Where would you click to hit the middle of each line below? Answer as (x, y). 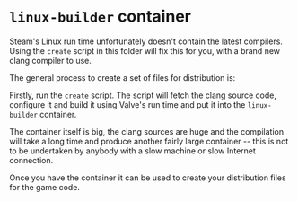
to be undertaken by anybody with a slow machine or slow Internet (132, 151)
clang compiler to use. (51, 60)
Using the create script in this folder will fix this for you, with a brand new (145, 50)
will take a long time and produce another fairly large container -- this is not (149, 141)
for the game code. (45, 187)
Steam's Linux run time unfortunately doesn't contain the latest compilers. (146, 41)
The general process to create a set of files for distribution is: (123, 77)
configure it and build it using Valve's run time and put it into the (127, 104)
